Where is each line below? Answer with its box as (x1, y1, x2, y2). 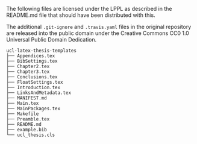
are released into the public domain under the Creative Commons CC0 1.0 (6, 30, 190, 37)
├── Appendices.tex (6, 53, 55, 59)
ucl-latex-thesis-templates (6, 48, 77, 54)
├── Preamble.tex (6, 116, 50, 122)
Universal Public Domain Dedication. (6, 36, 97, 43)
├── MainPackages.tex (6, 105, 61, 111)
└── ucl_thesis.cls (6, 132, 55, 138)
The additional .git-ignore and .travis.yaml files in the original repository (6, 23, 192, 30)
